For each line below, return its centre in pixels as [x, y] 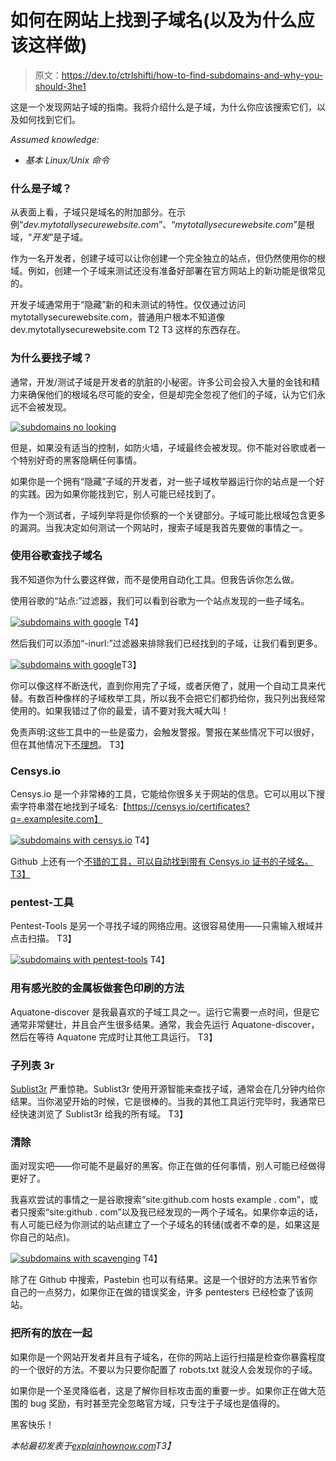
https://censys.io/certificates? [188, 807]
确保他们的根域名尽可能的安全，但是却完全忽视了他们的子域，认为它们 [172, 394]
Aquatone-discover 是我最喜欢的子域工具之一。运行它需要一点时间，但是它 [165, 1012]
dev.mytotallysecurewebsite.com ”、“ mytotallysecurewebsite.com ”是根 [169, 225]
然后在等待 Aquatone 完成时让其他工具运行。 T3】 [114, 1037]
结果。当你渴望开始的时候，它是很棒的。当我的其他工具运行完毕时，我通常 [163, 1102]
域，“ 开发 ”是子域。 [49, 237]
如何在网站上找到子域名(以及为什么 [154, 20]
